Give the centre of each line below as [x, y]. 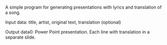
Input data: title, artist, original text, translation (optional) [63, 22]
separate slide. [21, 37]
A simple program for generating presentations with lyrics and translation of [83, 7]
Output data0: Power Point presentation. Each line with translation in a [77, 32]
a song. [13, 12]
